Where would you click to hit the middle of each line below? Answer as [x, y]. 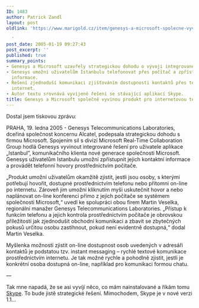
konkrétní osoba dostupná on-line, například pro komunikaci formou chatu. [97, 264]
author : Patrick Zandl [34, 17]
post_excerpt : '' [28, 50]
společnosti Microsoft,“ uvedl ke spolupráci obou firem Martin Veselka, [93, 202]
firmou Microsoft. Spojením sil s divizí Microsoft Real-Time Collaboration [94, 140]
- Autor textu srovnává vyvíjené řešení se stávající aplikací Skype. [95, 94]
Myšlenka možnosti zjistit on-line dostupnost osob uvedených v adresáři [95, 245]
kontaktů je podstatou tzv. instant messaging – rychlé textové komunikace [96, 251]
